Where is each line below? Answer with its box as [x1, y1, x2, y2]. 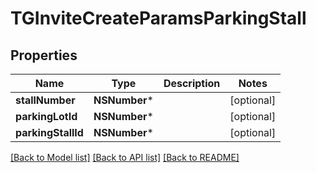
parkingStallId [15, 126, 84, 139]
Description [163, 77, 221, 90]
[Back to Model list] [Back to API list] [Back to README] [10, 152, 240, 163]
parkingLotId [15, 110, 78, 123]
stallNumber [15, 93, 76, 107]
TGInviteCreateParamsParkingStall [10, 7, 307, 30]
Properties [10, 47, 78, 64]
